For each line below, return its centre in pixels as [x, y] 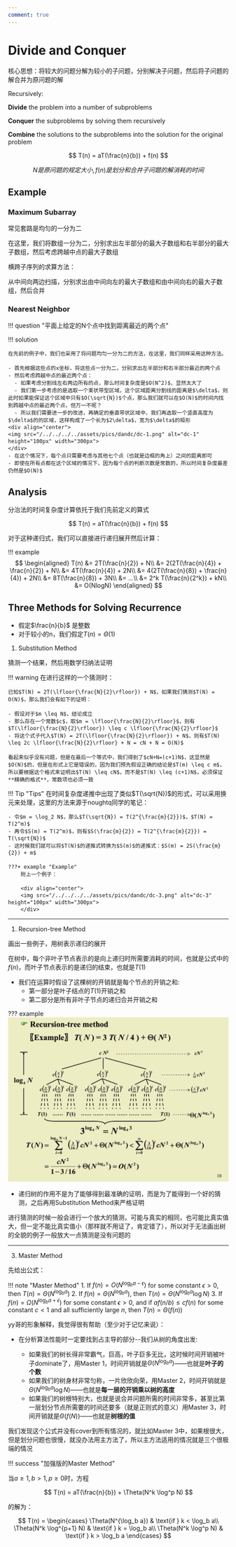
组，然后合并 [26, 290]
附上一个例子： [39, 874]
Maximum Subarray [42, 212]
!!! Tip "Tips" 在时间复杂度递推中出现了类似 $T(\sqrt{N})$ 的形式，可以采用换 [117, 794]
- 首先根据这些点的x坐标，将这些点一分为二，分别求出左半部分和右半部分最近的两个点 [114, 368]
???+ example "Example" [43, 867]
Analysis [28, 492]
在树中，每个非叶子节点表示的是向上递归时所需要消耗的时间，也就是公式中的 [118, 959]
